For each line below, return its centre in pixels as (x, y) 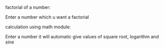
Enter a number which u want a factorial (47, 17)
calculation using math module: (38, 27)
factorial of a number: (28, 7)
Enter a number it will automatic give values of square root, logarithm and (82, 37)
